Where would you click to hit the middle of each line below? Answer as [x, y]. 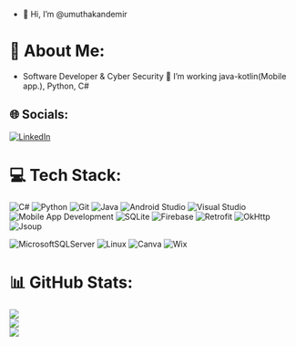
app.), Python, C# [56, 86]
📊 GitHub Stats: [71, 282]
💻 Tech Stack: [66, 175]
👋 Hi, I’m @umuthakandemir [75, 14]
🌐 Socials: [39, 115]
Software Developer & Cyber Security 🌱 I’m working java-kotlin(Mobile [154, 76]
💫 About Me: [57, 51]
